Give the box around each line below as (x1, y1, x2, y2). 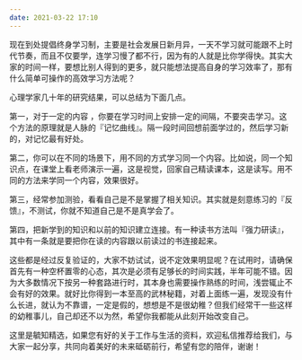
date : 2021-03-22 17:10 (9, 13, 99, 22)
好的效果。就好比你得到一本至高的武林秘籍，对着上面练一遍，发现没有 (24, 288, 285, 299)
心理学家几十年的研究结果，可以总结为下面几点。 (9, 92, 191, 102)
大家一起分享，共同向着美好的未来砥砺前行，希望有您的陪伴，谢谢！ (9, 340, 262, 351)
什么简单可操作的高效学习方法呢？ (9, 73, 136, 83)
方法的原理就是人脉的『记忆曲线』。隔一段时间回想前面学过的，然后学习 (16, 122, 281, 133)
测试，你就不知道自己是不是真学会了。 (36, 205, 179, 215)
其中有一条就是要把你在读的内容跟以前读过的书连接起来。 (9, 235, 222, 246)
